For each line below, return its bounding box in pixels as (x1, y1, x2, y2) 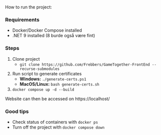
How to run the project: (5, 4, 52, 10)
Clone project (12, 56, 40, 62)
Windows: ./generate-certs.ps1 (19, 76, 87, 82)
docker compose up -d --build (12, 87, 75, 92)
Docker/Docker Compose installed (12, 27, 82, 33)
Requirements (5, 16, 40, 23)
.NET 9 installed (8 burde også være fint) (12, 33, 96, 39)
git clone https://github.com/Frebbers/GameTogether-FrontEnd (19, 62, 150, 67)
